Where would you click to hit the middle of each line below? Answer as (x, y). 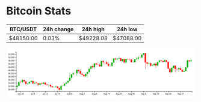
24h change (58, 29)
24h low (127, 29)
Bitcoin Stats (39, 11)
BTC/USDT (23, 29)
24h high (93, 29)
